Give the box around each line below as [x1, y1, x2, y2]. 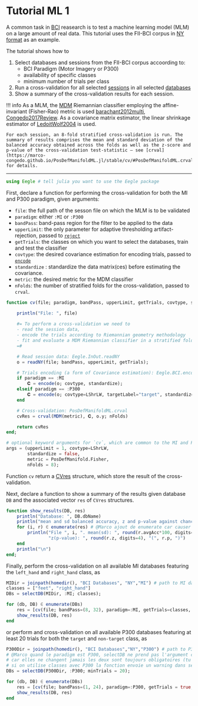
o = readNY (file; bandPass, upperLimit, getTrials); [16, 359, 149, 365]
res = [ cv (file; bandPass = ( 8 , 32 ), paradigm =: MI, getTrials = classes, [16, 607, 192, 613]
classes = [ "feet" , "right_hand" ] [6, 585, 91, 591]
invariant [6, 108, 28, 115]
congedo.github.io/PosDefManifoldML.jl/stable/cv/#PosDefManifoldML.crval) [6, 157, 196, 163]
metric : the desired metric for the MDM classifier [14, 276, 134, 283]
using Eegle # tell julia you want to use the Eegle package [6, 178, 160, 184]
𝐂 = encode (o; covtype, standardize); [27, 381, 123, 387]
